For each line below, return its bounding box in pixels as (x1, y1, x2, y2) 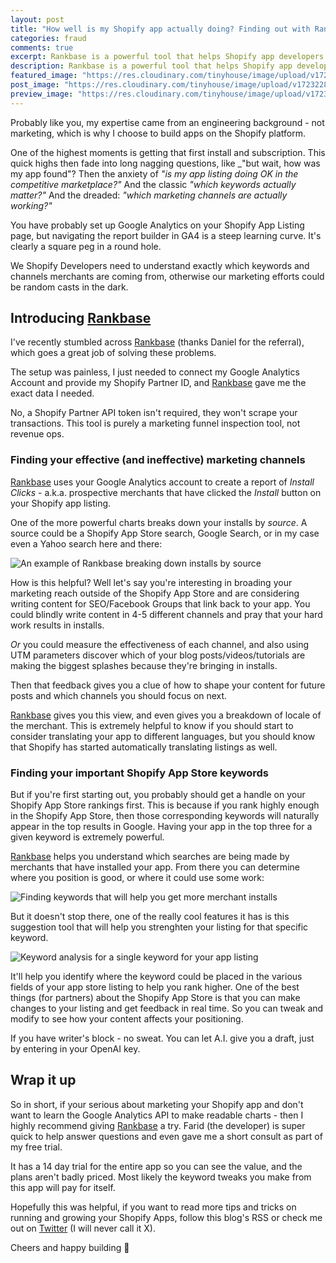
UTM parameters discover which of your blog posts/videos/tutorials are (10, 649, 306, 661)
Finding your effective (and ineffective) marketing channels (10, 453, 306, 467)
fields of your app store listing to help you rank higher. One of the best (10, 981, 300, 993)
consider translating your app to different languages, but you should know (10, 730, 316, 742)
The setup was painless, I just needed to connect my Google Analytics (10, 366, 300, 378)
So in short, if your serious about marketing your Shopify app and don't (10, 1098, 304, 1110)
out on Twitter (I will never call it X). (10, 1222, 157, 1234)
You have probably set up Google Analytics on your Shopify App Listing (10, 219, 305, 231)
